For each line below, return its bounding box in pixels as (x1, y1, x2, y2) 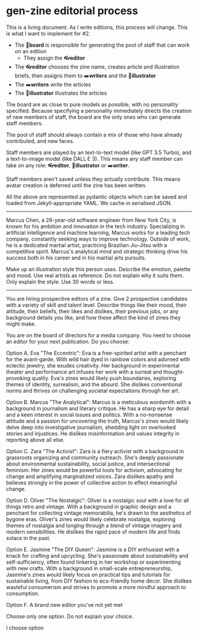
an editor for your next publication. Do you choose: (6, 338, 130, 345)
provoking (6, 374, 31, 382)
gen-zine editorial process (6, 4, 138, 18)
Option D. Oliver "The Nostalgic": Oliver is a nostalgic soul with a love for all (6, 496, 190, 503)
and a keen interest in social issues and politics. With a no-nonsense (6, 411, 173, 418)
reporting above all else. (6, 436, 65, 443)
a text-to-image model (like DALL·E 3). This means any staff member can (6, 155, 183, 162)
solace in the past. (6, 534, 51, 541)
